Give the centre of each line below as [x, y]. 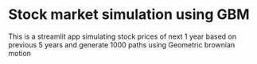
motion [20, 53]
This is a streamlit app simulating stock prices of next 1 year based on [123, 36]
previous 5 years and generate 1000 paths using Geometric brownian [122, 44]
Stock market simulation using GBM [129, 15]
